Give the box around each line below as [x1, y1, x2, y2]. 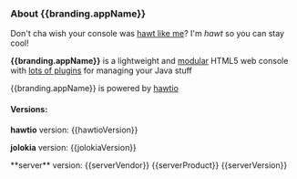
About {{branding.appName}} [10, 7, 147, 20]
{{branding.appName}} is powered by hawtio [10, 83, 179, 94]
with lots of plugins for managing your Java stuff [10, 65, 192, 76]
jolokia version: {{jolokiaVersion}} [10, 142, 138, 153]
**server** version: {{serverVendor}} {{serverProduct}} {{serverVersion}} [10, 159, 288, 171]
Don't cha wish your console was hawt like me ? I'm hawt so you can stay [10, 28, 285, 39]
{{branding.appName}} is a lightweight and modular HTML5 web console [10, 56, 289, 67]
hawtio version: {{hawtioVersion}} [10, 124, 138, 135]
